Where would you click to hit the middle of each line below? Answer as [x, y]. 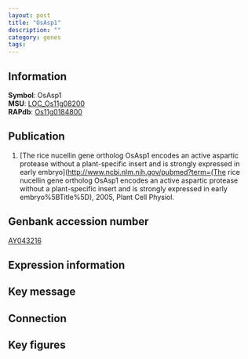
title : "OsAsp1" [35, 23]
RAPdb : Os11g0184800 [45, 111]
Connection [37, 318]
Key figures [37, 345]
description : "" [35, 30]
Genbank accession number [78, 221]
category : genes [35, 37]
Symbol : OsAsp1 [35, 95]
